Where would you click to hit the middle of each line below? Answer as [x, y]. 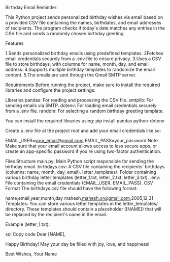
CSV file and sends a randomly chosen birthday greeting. [65, 33]
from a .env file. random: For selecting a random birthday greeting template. [84, 111]
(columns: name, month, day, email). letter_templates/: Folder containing [81, 172]
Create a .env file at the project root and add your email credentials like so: [83, 130]
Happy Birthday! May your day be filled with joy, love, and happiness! [77, 244]
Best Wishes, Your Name [31, 254]
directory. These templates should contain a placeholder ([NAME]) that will [83, 209]
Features [14, 43]
